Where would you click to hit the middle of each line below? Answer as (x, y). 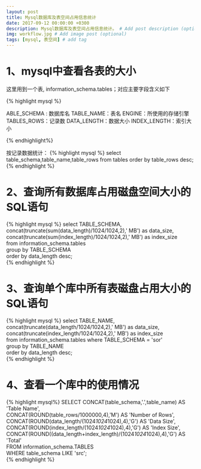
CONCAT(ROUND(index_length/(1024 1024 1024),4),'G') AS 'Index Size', (93, 428)
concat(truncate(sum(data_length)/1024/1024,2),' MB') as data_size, (90, 230)
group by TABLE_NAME (35, 346)
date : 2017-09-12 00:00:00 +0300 (48, 23)
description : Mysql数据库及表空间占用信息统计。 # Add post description (92, 29)
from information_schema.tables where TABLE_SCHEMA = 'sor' (84, 339)
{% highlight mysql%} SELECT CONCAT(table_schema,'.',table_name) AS (96, 402)
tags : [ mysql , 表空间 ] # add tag (46, 40)
